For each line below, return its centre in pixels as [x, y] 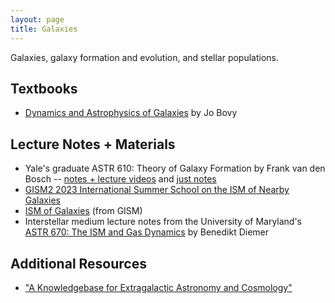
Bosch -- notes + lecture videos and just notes [120, 179]
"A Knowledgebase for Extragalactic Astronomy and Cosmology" [158, 287]
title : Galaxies [44, 29]
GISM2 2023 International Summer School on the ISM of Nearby [157, 190]
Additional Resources [78, 263]
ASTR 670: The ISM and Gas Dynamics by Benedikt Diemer [147, 232]
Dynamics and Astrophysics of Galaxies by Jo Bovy [131, 113]
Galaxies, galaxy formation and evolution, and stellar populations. [145, 57]
